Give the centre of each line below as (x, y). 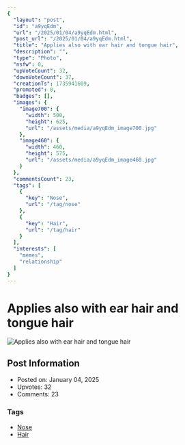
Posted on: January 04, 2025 (58, 380)
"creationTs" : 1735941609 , (52, 84)
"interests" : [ (35, 249)
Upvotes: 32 (34, 387)
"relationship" (41, 262)
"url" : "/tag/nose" (53, 205)
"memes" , (32, 255)
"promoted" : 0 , (35, 90)
